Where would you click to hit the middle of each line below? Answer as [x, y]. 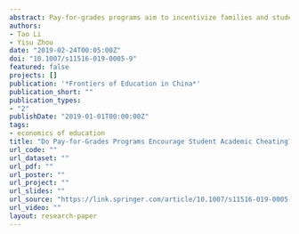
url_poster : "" [37, 174]
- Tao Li [25, 34]
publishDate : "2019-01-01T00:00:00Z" [79, 117]
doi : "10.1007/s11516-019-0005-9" [73, 59]
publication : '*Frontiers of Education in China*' [105, 84]
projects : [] [33, 76]
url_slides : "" [37, 191]
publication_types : [45, 100]
